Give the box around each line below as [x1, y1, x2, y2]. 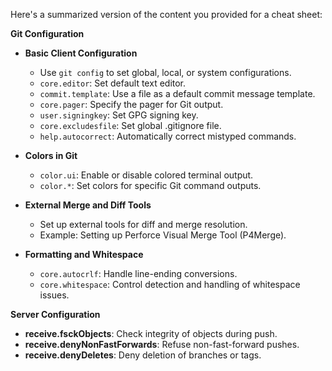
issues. [39, 289, 70, 301]
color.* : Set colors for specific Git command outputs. [39, 180, 262, 191]
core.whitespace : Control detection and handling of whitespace [39, 279, 301, 290]
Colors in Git [24, 150, 78, 161]
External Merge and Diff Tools [24, 199, 152, 211]
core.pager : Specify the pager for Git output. [39, 99, 224, 110]
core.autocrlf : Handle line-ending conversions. [39, 268, 238, 279]
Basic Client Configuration [24, 47, 138, 59]
